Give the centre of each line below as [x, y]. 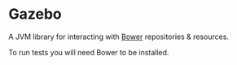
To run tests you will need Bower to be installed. [89, 52]
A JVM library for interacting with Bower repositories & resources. [119, 37]
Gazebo [35, 14]
